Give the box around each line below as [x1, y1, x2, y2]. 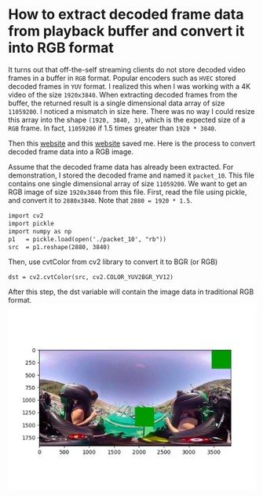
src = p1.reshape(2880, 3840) [8, 243, 111, 251]
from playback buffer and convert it [8, 22, 245, 40]
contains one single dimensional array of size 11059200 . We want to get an [8, 178, 247, 188]
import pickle [8, 219, 55, 227]
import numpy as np [8, 227, 72, 235]
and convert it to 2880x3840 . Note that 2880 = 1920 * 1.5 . [8, 195, 192, 205]
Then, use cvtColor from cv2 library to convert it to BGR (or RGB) [8, 257, 218, 266]
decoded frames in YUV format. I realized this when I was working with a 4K [8, 81, 251, 91]
